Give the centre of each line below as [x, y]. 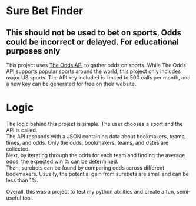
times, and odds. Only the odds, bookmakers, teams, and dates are [87, 142]
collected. [18, 149]
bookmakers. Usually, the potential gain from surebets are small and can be [98, 174]
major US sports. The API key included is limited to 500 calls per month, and [98, 77]
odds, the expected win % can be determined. [62, 161]
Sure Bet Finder [45, 11]
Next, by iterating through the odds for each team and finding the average [96, 155]
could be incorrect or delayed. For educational [93, 41]
